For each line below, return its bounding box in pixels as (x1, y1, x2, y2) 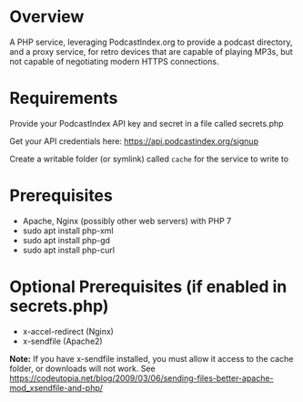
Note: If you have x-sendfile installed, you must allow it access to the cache (9, 353, 294, 364)
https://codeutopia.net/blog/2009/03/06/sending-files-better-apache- (9, 372, 275, 384)
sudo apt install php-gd (22, 234, 111, 245)
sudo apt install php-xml (22, 225, 114, 236)
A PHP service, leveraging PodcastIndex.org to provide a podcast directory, (9, 36, 293, 47)
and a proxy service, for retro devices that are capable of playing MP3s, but (9, 46, 293, 57)
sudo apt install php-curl (22, 244, 116, 255)
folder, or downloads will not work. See (9, 363, 157, 374)
